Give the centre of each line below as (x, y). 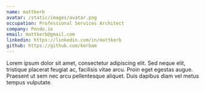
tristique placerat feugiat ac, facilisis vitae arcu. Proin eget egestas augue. (100, 69)
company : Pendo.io (30, 29)
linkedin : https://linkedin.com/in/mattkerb (64, 40)
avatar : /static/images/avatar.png (52, 18)
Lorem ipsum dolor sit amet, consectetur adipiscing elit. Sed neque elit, (96, 63)
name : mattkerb (26, 12)
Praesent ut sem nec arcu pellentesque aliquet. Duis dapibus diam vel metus (103, 76)
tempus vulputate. (29, 82)
